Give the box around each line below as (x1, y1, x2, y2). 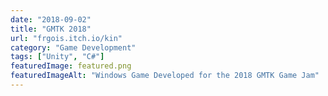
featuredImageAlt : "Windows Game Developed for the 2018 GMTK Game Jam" (10, 71, 320, 81)
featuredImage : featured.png (10, 61, 132, 71)
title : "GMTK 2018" (10, 24, 92, 34)
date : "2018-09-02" (10, 14, 92, 25)
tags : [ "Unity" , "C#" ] (10, 52, 105, 62)
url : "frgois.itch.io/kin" (10, 33, 123, 43)
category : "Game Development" (10, 42, 137, 53)
